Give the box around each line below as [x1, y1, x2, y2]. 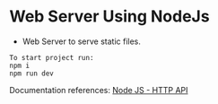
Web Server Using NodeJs [9, 6, 210, 27]
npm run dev [9, 69, 54, 78]
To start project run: [9, 53, 94, 62]
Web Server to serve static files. [22, 36, 142, 47]
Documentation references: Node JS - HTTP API [9, 84, 188, 95]
